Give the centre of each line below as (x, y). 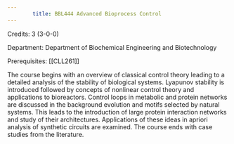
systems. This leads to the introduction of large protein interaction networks (117, 112)
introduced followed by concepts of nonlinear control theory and (101, 89)
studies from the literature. (46, 134)
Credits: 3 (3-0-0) (33, 34)
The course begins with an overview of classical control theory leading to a (116, 74)
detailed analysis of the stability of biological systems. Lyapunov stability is (116, 82)
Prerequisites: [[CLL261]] (43, 61)
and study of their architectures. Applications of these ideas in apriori (108, 119)
